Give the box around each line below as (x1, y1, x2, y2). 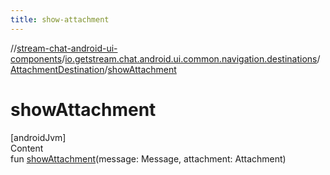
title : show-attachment (10, 14, 110, 25)
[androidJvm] (10, 131, 67, 143)
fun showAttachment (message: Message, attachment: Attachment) (10, 152, 287, 165)
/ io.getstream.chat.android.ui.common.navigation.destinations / (61, 52, 321, 65)
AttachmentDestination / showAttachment (10, 63, 177, 75)
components (10, 52, 63, 65)
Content (10, 142, 44, 154)
